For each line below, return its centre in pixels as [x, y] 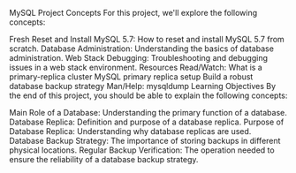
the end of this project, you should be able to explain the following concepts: [148, 95]
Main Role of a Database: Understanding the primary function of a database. [148, 113]
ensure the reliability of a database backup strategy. [104, 159]
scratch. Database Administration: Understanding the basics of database [141, 49]
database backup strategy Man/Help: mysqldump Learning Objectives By [143, 86]
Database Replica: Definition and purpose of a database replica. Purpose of [147, 122]
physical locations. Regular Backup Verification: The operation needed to [142, 150]
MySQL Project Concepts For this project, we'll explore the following [133, 13]
